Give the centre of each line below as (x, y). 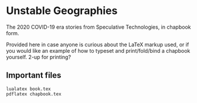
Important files (34, 75)
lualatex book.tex (28, 89)
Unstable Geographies (62, 11)
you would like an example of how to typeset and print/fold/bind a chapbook (98, 50)
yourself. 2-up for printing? (39, 57)
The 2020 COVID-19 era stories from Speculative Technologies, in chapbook (98, 27)
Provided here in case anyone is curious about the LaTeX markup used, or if (98, 44)
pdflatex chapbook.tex (34, 94)
